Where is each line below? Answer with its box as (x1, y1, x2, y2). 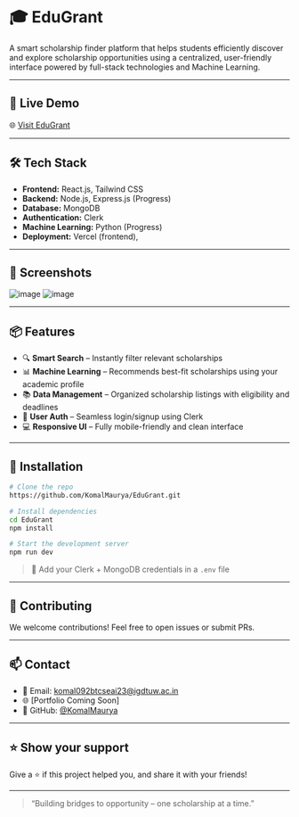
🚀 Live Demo (9, 95, 80, 111)
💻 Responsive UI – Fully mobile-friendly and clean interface (21, 421, 244, 433)
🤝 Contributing (9, 598, 93, 614)
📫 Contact (9, 657, 71, 673)
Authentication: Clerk (21, 211, 104, 223)
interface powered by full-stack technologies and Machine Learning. (9, 62, 261, 72)
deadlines (21, 402, 59, 413)
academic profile (21, 379, 85, 390)
